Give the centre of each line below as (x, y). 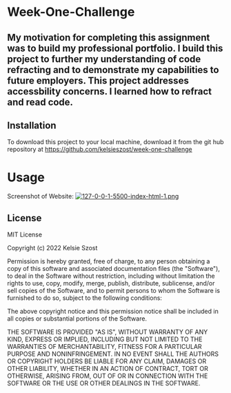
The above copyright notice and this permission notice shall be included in (113, 312)
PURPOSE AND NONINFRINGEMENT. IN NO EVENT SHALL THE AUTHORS (113, 354)
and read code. (40, 102)
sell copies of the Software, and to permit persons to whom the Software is (114, 291)
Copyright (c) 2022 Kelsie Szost (52, 248)
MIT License (25, 234)
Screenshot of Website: (40, 196)
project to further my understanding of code (104, 59)
